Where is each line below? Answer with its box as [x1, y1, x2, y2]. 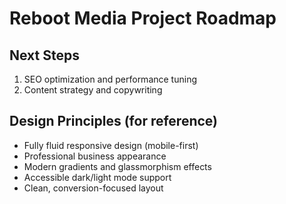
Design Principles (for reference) [9, 113, 219, 130]
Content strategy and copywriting [23, 84, 163, 96]
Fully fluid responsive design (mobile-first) [23, 139, 199, 151]
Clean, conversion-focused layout [23, 182, 164, 194]
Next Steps [9, 47, 80, 64]
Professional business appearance [23, 150, 167, 162]
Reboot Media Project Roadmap [9, 7, 277, 30]
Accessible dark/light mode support [23, 171, 172, 183]
